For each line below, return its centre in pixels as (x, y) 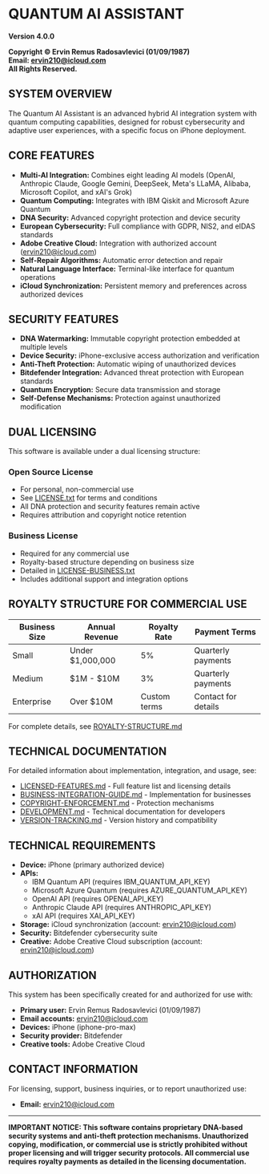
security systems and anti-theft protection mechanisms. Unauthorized (128, 1136)
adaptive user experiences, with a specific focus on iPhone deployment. (127, 130)
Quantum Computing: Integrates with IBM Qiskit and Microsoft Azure (134, 200)
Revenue (101, 637)
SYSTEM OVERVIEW (60, 94)
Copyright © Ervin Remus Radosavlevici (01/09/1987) (99, 51)
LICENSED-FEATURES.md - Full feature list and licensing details (125, 786)
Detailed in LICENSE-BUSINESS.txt (77, 570)
